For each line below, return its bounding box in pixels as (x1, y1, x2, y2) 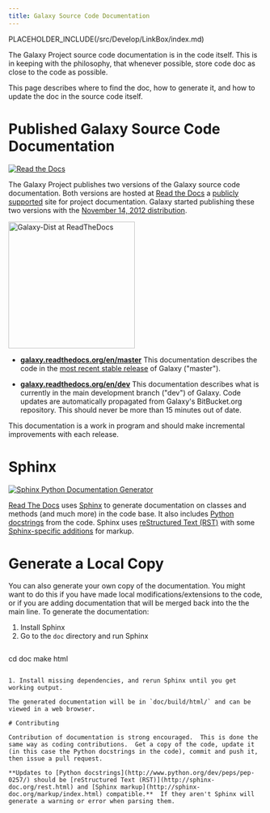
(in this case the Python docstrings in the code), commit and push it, (8, 747, 259, 756)
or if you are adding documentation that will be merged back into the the (8, 598, 250, 608)
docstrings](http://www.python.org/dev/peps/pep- (84, 769, 255, 777)
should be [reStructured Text (33, 776, 136, 785)
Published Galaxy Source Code (8, 119, 221, 138)
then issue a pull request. (8, 755, 103, 763)
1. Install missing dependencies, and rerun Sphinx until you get (8, 677, 237, 685)
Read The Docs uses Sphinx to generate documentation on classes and (8, 500, 247, 510)
